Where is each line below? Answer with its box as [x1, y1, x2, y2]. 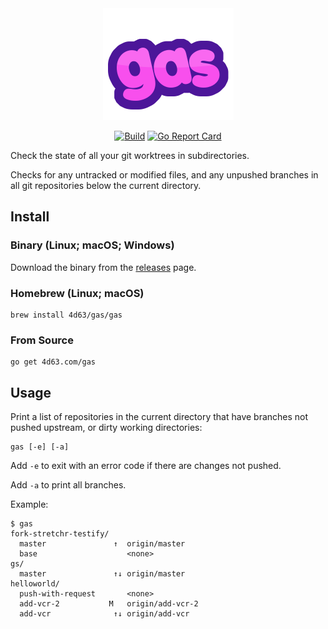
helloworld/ [10, 579, 60, 589]
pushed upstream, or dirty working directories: [10, 422, 203, 434]
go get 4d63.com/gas [10, 357, 97, 367]
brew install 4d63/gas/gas [10, 310, 123, 320]
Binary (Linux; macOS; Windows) [10, 238, 175, 252]
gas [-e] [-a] [10, 442, 70, 452]
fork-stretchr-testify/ [10, 529, 110, 539]
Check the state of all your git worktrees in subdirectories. [10, 150, 250, 161]
